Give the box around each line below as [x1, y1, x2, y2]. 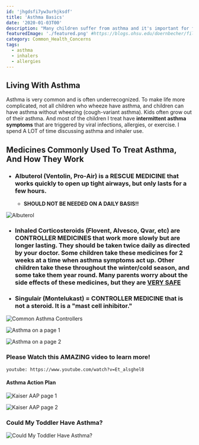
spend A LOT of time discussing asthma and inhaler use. [6, 128, 144, 135]
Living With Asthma [6, 80, 81, 90]
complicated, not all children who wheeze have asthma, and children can [6, 102, 184, 110]
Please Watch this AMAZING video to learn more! [6, 353, 150, 361]
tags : [6, 42, 20, 48]
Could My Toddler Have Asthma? [6, 418, 103, 427]
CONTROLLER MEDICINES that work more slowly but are [14, 234, 181, 242]
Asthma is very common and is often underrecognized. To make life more [6, 96, 185, 103]
